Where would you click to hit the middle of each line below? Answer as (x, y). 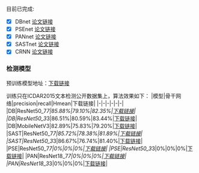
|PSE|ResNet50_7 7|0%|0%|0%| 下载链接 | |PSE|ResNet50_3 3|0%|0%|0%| (97, 148)
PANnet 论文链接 (35, 37)
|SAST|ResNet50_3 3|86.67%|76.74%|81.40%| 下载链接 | (75, 141)
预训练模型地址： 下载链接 (38, 83)
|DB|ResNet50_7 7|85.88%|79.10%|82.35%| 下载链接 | (71, 111)
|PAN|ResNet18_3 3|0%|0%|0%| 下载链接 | (57, 163)
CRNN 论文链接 (34, 52)
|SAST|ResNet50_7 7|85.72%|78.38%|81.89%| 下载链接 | (75, 133)
